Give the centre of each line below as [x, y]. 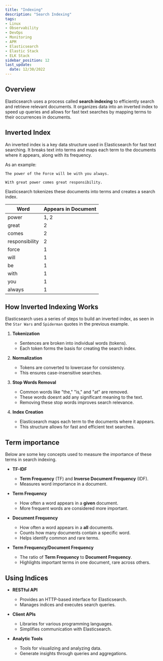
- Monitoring [19, 38]
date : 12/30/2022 [27, 70]
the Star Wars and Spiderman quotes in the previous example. [67, 324]
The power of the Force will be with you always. [57, 173]
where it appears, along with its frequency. [49, 155]
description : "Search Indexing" [38, 14]
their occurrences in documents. [38, 117]
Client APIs [24, 614]
